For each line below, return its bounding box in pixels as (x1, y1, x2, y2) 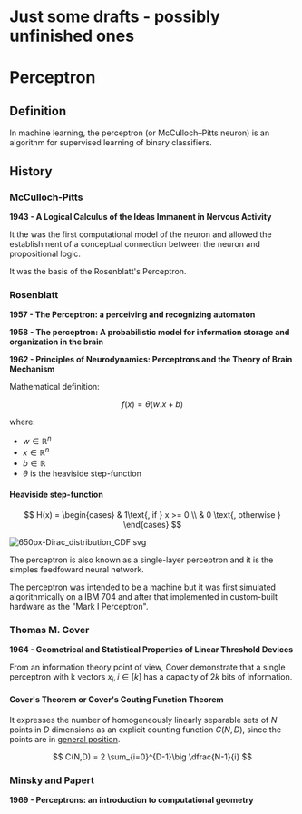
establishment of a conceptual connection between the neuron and (9, 238, 260, 249)
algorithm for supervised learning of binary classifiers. (9, 137, 212, 148)
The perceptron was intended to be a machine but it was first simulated (9, 581, 277, 592)
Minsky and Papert (9, 774, 95, 787)
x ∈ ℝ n (22, 445, 50, 458)
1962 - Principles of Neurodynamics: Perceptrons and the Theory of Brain (9, 354, 293, 365)
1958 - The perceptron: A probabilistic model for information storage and (9, 327, 290, 338)
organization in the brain (9, 336, 104, 347)
